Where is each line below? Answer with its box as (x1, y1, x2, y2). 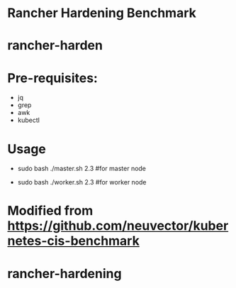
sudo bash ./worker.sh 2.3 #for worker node (17, 178, 147, 187)
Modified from (7, 203, 94, 219)
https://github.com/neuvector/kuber (7, 218, 229, 234)
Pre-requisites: (7, 70, 98, 86)
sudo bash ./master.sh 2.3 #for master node (17, 165, 147, 173)
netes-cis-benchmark (7, 233, 140, 249)
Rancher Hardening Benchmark (7, 5, 196, 21)
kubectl (17, 116, 40, 125)
